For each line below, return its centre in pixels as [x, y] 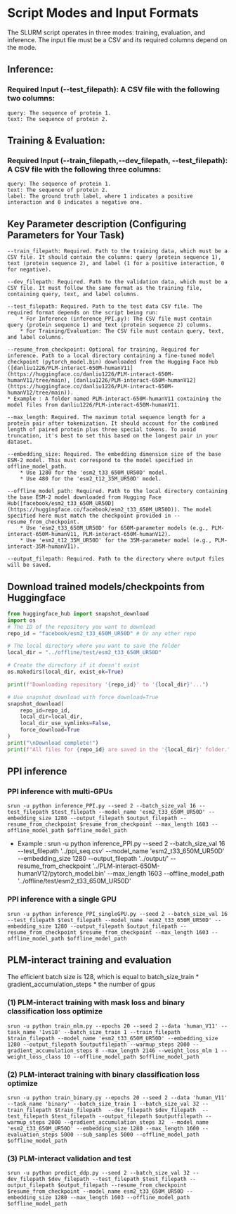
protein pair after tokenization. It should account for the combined [113, 423]
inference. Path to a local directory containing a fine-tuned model [111, 356]
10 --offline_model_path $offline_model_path [131, 1056]
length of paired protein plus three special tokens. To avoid [102, 430]
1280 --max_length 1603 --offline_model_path [122, 1198]
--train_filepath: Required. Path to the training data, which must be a [118, 251]
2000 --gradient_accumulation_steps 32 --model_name [129, 1123]
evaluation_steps [33, 1135]
